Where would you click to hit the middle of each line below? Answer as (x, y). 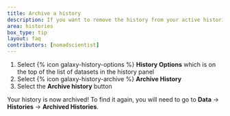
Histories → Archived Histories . (53, 107)
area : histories (30, 26)
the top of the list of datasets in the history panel (86, 72)
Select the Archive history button (65, 86)
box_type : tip (27, 32)
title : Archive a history (44, 13)
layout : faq (24, 39)
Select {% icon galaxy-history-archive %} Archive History (99, 79)
